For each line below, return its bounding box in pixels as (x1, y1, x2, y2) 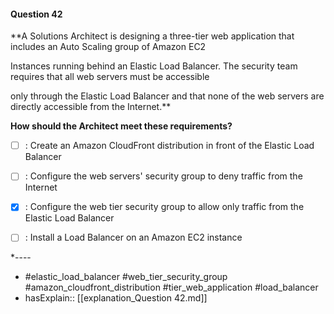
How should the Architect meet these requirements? (10, 120, 233, 132)
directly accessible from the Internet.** (10, 101, 172, 113)
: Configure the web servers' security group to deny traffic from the (24, 170, 303, 182)
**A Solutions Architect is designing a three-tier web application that (10, 30, 295, 42)
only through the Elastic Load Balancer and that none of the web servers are (10, 90, 325, 102)
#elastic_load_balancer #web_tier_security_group (24, 271, 228, 283)
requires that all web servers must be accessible (10, 71, 210, 83)
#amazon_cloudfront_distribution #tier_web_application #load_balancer (24, 281, 319, 294)
